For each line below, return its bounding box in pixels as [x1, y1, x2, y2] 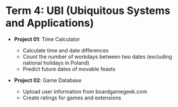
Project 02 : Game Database [13, 77, 82, 84]
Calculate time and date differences [22, 47, 109, 53]
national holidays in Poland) [22, 59, 90, 66]
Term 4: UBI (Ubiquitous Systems [5, 4, 171, 17]
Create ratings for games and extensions [22, 94, 121, 101]
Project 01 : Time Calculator [13, 35, 80, 42]
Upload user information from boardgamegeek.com [22, 88, 148, 95]
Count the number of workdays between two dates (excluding [22, 53, 172, 60]
